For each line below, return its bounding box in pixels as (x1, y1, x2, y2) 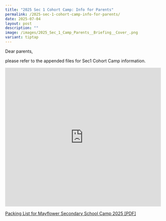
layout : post (5, 21, 32, 26)
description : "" (5, 26, 39, 31)
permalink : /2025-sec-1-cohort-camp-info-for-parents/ (5, 12, 121, 17)
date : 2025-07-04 (5, 16, 41, 21)
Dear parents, (5, 48, 33, 54)
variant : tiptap (5, 35, 39, 40)
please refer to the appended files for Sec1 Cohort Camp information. (5, 58, 146, 64)
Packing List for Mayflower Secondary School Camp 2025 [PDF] (5, 210, 136, 216)
